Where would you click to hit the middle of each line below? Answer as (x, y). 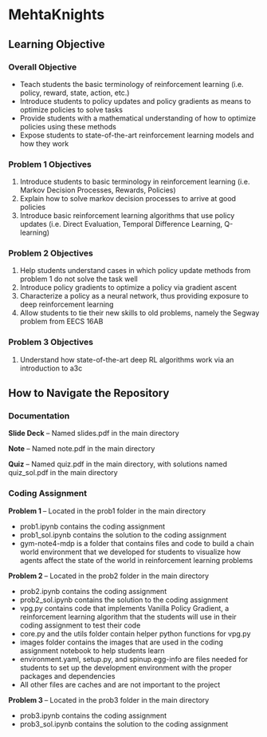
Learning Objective (57, 44)
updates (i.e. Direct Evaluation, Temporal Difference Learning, (121, 224)
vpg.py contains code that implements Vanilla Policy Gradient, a (124, 608)
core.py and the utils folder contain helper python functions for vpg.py (135, 633)
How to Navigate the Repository (89, 393)
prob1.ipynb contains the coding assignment (92, 526)
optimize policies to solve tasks (71, 109)
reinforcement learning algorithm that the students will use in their (128, 616)
